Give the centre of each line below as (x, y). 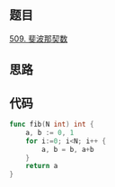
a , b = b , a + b (68, 149)
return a (42, 166)
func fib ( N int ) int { (52, 125)
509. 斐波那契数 (39, 39)
